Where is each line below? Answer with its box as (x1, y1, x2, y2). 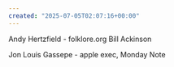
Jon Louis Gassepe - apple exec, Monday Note (8, 49, 166, 59)
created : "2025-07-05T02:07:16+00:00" (8, 11, 140, 20)
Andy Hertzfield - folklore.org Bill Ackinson (8, 34, 152, 44)
